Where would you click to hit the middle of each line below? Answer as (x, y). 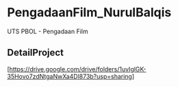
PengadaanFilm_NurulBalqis (89, 13)
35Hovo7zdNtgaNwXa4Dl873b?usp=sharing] (71, 76)
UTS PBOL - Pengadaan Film (48, 31)
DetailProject (35, 53)
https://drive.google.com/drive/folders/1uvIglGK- (78, 69)
